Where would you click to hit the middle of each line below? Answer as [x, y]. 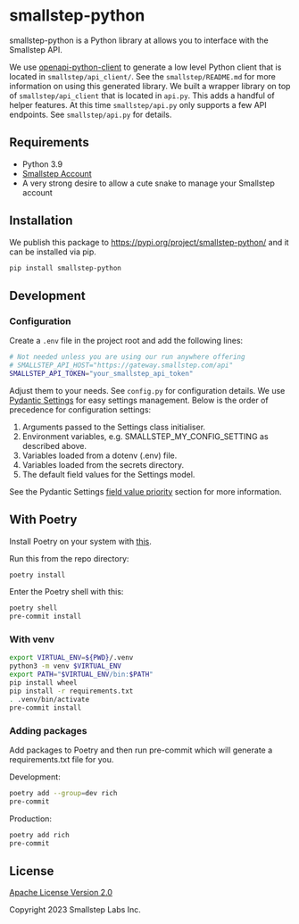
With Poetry [43, 520]
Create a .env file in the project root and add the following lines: [126, 341]
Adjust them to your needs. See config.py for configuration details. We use [147, 390]
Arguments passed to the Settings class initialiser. [114, 427]
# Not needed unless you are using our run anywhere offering [127, 357]
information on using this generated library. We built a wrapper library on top [150, 86]
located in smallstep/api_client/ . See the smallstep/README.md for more [143, 76]
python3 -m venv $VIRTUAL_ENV [66, 666]
